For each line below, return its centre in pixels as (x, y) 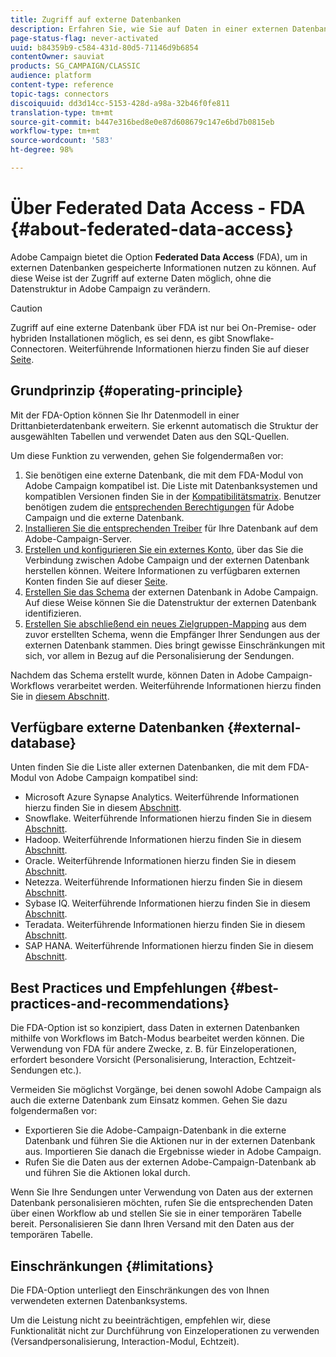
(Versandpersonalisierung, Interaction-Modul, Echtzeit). (125, 1342)
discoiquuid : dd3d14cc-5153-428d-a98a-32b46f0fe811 (120, 103)
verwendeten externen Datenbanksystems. (99, 1301)
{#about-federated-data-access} (152, 229)
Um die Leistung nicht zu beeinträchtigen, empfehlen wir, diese (140, 1320)
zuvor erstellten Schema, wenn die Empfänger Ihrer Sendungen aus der (172, 634)
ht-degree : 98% (42, 150)
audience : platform (51, 76)
